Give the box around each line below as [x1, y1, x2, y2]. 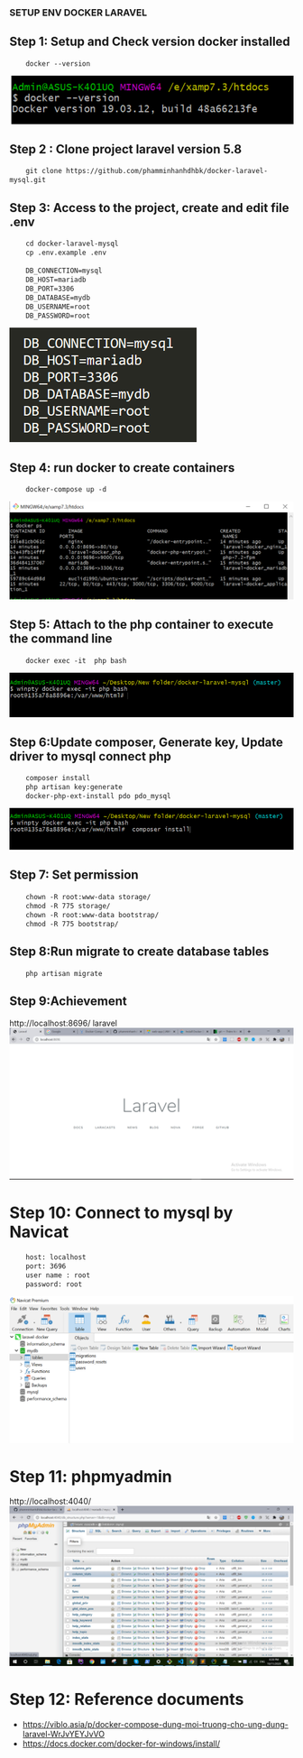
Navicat [9, 1222, 69, 1242]
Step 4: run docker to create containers [9, 460, 235, 475]
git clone [25, 167, 63, 176]
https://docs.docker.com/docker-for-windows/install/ [22, 1738, 221, 1749]
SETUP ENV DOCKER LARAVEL [9, 6, 147, 19]
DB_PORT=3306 [25, 284, 75, 294]
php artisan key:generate [25, 783, 124, 792]
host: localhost [25, 1253, 87, 1262]
